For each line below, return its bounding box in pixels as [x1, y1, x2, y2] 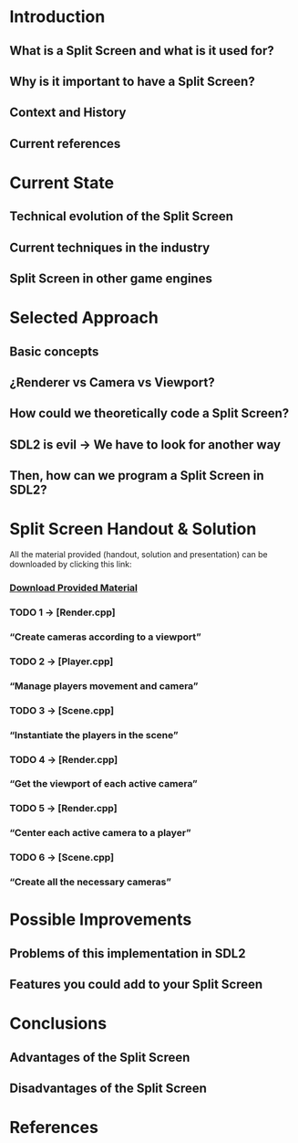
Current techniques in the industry [9, 239, 211, 255]
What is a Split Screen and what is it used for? [9, 43, 275, 58]
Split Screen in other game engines [9, 271, 212, 287]
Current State [9, 172, 115, 193]
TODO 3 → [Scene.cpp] [9, 704, 115, 716]
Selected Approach [9, 308, 159, 328]
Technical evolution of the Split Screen [9, 208, 234, 225]
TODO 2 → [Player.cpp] [9, 655, 114, 668]
